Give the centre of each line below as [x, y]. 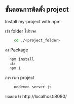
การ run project [20, 78]
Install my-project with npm [33, 21]
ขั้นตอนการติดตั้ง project [37, 10]
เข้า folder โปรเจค [21, 31]
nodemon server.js [33, 87]
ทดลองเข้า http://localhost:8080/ [36, 97]
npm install [22, 59]
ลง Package [17, 50]
